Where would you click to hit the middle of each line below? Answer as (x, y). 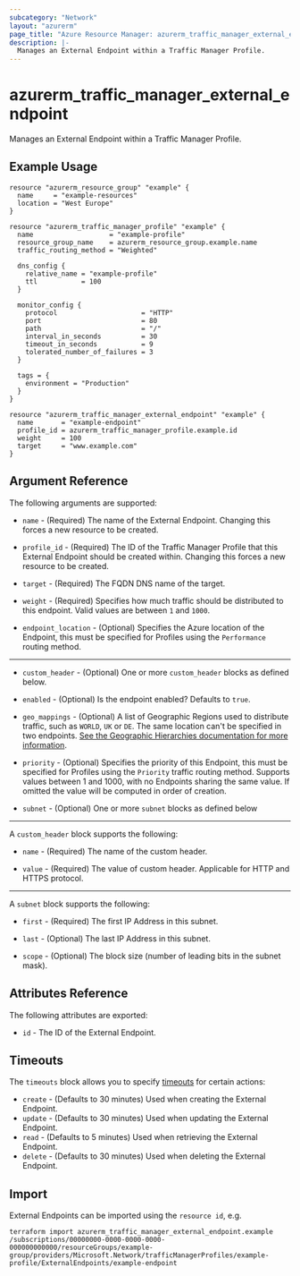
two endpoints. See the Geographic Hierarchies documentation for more (155, 736)
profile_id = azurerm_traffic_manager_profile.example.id (128, 430)
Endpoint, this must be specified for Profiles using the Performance (144, 637)
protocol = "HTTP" (100, 313)
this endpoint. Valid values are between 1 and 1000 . (116, 610)
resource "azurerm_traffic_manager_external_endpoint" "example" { (137, 414)
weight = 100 (50, 438)
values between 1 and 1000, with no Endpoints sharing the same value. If (156, 781)
